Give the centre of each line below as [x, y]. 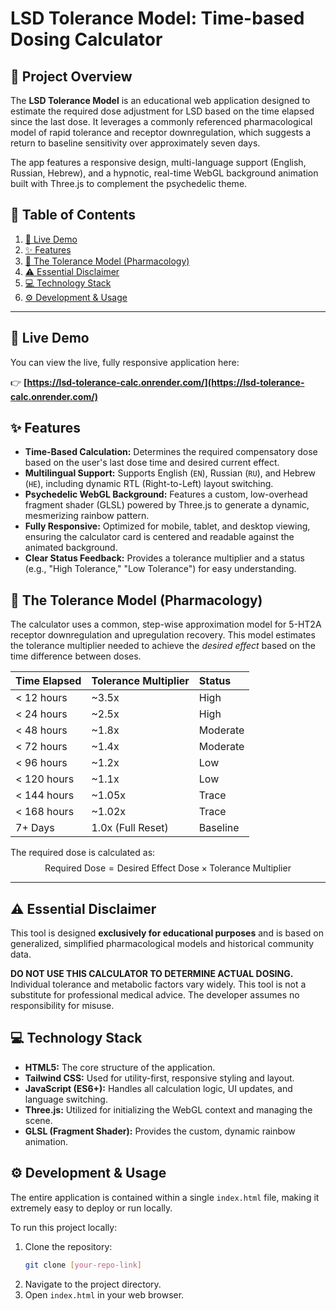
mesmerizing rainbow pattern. [87, 516]
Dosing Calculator [86, 39]
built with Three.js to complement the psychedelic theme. [129, 183]
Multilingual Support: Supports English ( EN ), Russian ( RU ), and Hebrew [170, 473]
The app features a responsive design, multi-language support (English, [158, 162]
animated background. [71, 548]
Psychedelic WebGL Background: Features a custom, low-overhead [166, 494]
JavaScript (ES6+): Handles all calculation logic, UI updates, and [158, 1088]
